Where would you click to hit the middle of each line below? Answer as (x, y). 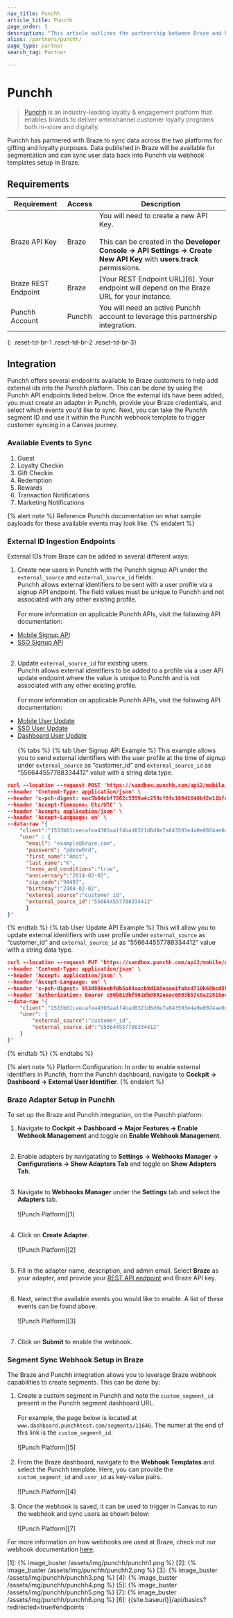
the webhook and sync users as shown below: (84, 1514)
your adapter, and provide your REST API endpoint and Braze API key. (117, 1278)
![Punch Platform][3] (46, 1321)
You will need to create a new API (154, 215)
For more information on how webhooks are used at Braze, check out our (112, 1542)
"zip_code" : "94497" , (55, 882)
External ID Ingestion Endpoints (61, 541)
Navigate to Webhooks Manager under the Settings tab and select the (119, 1192)
